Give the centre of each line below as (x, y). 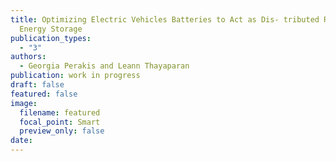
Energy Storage (51, 29)
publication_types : (51, 38)
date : (21, 141)
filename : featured (60, 112)
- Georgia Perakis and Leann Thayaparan (104, 66)
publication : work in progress (75, 76)
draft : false (37, 85)
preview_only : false (62, 131)
